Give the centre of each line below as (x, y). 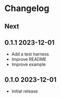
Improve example (29, 64)
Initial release (24, 91)
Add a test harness (30, 54)
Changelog (27, 8)
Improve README (29, 59)
